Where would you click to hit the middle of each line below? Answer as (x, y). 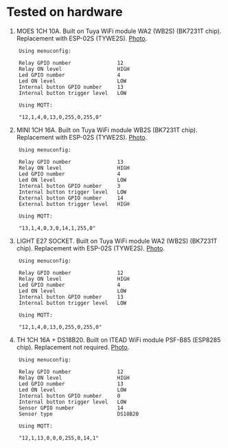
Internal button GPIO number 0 (70, 396)
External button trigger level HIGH (74, 204)
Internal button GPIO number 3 (70, 186)
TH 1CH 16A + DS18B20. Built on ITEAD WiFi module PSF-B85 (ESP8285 (118, 340)
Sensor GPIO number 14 (71, 408)
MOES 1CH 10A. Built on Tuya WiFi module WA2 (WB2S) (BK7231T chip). (119, 31)
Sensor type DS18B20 (79, 414)
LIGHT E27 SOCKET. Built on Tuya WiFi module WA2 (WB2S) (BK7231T (117, 241)
